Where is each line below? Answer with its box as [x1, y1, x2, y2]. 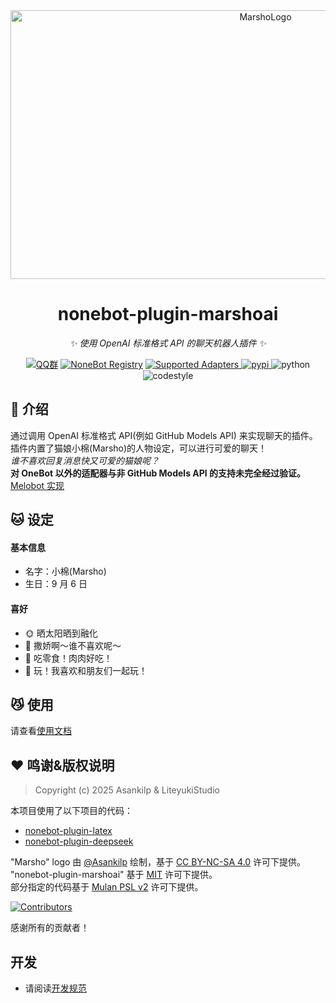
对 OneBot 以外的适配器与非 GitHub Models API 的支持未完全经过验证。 [10, 467, 307, 479]
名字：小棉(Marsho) [24, 565, 107, 578]
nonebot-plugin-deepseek [24, 835, 134, 848]
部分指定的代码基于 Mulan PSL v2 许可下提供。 [10, 881, 204, 893]
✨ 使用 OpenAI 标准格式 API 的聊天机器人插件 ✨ [69, 337, 267, 349]
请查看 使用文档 [10, 725, 72, 737]
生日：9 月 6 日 [24, 578, 88, 590]
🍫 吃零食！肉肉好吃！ [24, 652, 113, 664]
